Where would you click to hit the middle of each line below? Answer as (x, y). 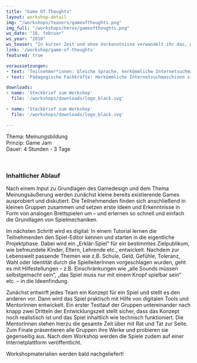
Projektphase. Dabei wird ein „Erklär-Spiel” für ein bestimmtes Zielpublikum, (98, 243)
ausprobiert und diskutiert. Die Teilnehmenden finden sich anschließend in (96, 201)
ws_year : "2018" (26, 39)
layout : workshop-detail (36, 17)
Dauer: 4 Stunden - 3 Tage (38, 149)
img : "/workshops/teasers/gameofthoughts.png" (64, 22)
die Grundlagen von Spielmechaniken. (52, 219)
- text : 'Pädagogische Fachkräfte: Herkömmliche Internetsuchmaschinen (95, 77)
